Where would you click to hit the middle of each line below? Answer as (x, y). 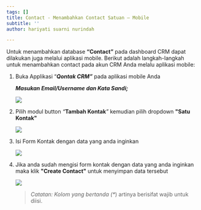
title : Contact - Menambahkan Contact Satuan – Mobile (78, 18)
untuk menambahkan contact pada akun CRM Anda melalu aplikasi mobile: (101, 65)
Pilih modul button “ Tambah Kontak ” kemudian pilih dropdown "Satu (103, 112)
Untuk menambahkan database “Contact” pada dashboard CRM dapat (96, 52)
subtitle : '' (23, 23)
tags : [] (17, 12)
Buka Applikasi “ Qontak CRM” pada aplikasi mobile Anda (88, 76)
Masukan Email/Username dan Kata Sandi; (72, 89)
